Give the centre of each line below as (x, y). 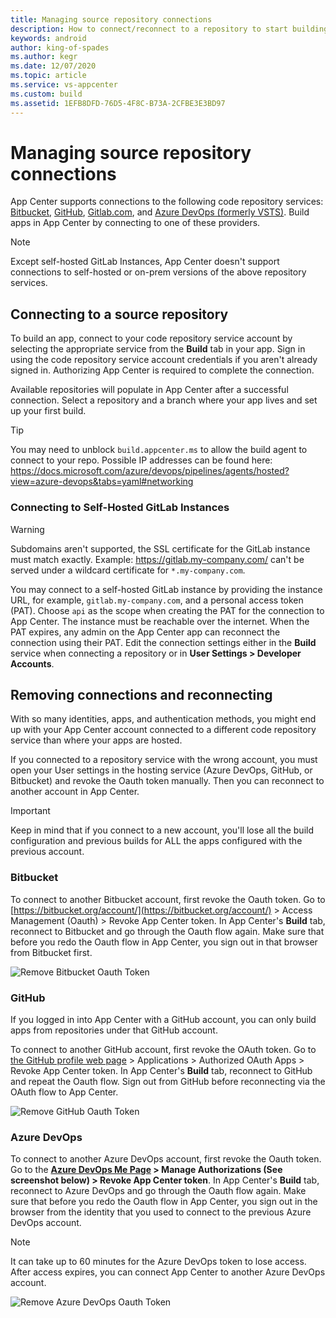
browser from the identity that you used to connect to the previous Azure (161, 1212)
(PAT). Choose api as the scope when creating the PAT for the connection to (167, 610)
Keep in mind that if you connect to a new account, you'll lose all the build (162, 830)
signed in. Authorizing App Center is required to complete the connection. (162, 370)
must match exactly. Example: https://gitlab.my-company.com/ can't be (157, 559)
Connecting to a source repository (119, 314)
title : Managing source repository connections (111, 19)
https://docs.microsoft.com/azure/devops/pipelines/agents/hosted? (150, 471)
